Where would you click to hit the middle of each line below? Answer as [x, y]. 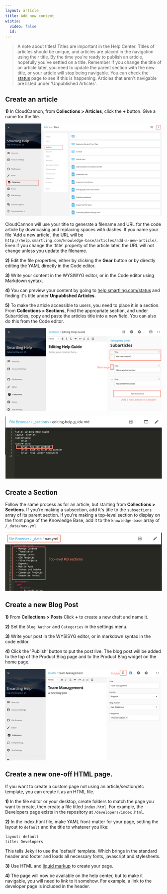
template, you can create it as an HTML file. [50, 792]
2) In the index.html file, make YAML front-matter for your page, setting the [82, 822]
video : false [23, 26]
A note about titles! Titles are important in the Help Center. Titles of [86, 46]
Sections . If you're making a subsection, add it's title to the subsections [79, 510]
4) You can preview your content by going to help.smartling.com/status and [83, 290]
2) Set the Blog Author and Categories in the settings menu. [66, 626]
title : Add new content [30, 16]
